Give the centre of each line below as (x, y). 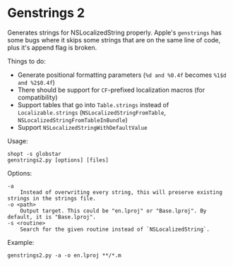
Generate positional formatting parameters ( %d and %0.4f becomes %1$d (122, 75)
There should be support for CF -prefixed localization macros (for (111, 90)
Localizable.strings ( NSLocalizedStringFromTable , (92, 112)
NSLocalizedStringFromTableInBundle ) (73, 120)
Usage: (18, 141)
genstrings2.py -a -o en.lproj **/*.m (64, 255)
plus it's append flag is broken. (52, 47)
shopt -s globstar (34, 154)
